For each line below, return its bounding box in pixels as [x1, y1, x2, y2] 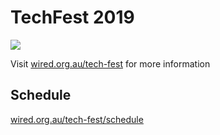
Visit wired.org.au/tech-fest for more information [10, 57, 211, 70]
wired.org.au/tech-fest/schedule [10, 113, 144, 125]
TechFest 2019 [10, 6, 135, 29]
